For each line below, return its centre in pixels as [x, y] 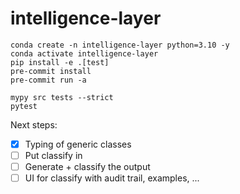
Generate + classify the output [87, 167]
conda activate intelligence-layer [84, 53]
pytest [24, 106]
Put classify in [53, 155]
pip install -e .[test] [60, 62]
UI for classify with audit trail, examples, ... [112, 178]
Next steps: [34, 124]
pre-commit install [51, 71]
